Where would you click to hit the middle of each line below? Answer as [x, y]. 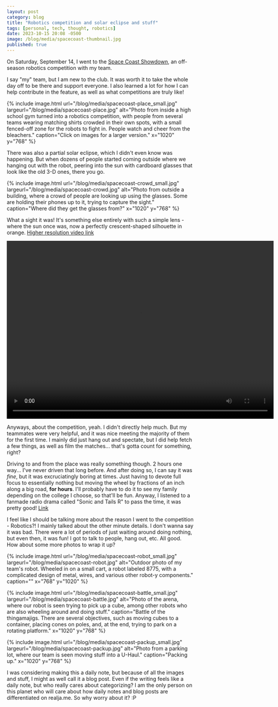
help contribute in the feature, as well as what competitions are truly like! [95, 92]
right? [14, 452]
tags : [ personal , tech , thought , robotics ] [61, 28]
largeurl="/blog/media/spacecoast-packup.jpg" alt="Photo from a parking [97, 648]
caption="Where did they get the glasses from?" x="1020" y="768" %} [93, 208]
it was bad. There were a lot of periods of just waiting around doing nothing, [100, 532]
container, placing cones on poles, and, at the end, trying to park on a [92, 624]
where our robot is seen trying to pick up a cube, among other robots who [97, 605]
